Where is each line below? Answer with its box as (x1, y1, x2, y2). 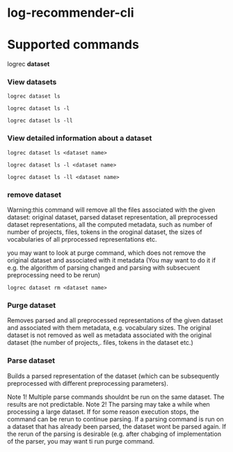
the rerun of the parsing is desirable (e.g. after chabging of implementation (7, 430, 221, 438)
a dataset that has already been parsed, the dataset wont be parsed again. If (7, 422, 227, 430)
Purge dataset (7, 300, 56, 310)
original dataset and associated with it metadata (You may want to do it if (7, 256, 216, 265)
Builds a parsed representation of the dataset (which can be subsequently (7, 371, 220, 380)
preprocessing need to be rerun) (7, 271, 101, 279)
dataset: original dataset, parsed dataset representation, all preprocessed (7, 213, 218, 221)
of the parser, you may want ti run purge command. (7, 437, 155, 445)
